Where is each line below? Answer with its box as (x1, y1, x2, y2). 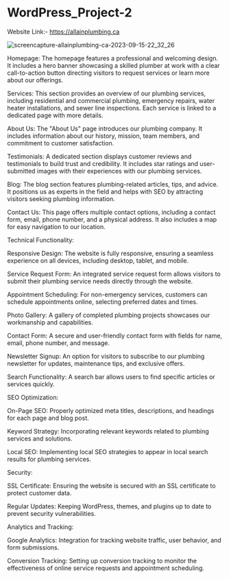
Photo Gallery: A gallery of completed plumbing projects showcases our (7, 311, 210, 319)
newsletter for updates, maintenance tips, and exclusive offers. (7, 359, 185, 368)
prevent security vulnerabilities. (7, 509, 96, 517)
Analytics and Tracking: (7, 523, 74, 531)
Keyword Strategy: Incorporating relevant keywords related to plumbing (7, 427, 209, 435)
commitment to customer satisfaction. (7, 139, 114, 147)
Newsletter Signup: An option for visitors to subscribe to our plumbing (7, 352, 205, 360)
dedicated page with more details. (7, 111, 104, 119)
